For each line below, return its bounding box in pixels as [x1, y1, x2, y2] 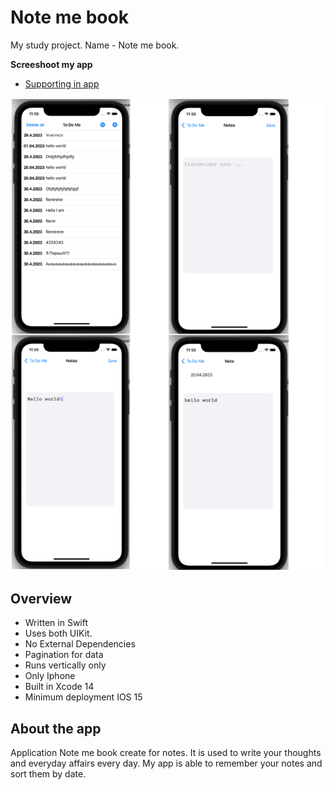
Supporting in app [24, 77, 100, 90]
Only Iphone [24, 670, 76, 682]
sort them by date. [10, 768, 87, 780]
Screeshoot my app [10, 58, 93, 70]
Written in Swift [24, 617, 89, 629]
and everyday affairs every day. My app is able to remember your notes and [10, 757, 323, 770]
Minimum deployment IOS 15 [24, 691, 143, 703]
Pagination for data [24, 649, 104, 661]
